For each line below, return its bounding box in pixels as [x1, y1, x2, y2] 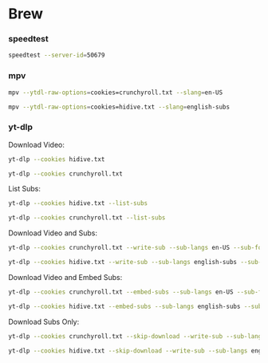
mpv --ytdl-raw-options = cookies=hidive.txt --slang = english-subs [8, 103, 230, 111]
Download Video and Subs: [8, 228, 98, 238]
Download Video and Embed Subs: [8, 272, 123, 282]
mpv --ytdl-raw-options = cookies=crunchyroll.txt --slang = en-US [8, 89, 223, 97]
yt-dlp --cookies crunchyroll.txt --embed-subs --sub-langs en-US [8, 288, 234, 296]
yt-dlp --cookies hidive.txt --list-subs [8, 199, 148, 207]
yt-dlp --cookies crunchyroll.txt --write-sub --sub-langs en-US [8, 244, 230, 252]
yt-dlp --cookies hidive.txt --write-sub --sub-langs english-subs [8, 258, 238, 266]
